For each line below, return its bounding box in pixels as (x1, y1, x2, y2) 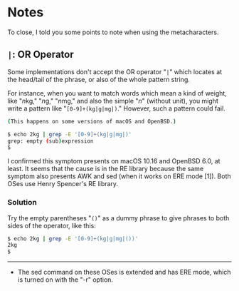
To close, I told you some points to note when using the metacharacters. (7, 28, 219, 36)
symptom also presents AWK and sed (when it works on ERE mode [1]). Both (7, 172, 231, 180)
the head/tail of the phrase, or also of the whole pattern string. (7, 75, 190, 83)
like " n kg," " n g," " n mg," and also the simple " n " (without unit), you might (7, 96, 218, 105)
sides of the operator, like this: (7, 221, 96, 230)
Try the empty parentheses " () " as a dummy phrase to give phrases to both (7, 213, 230, 222)
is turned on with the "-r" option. (17, 275, 114, 284)
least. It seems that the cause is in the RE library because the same (7, 165, 204, 173)
